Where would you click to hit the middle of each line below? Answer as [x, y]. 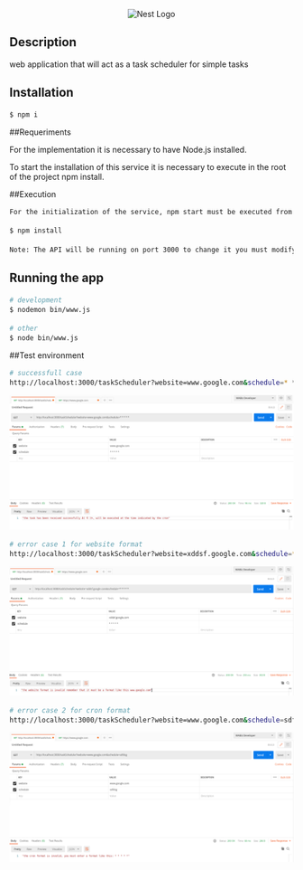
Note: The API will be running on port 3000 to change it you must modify [153, 250]
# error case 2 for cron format [70, 710]
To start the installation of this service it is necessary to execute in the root [148, 166]
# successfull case [46, 374]
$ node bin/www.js [44, 338]
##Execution [33, 194]
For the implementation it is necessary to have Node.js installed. [128, 149]
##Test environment [47, 355]
